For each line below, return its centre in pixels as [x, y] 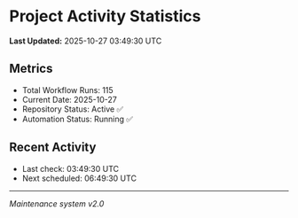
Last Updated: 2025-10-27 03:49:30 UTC [86, 41]
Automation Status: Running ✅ [77, 119]
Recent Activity [53, 148]
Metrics [31, 69]
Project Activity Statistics [105, 16]
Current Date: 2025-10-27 [69, 99]
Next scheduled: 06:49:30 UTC [79, 178]
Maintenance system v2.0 [57, 203]
